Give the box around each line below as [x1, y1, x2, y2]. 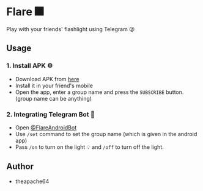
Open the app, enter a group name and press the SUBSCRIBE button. [15, 88, 184, 96]
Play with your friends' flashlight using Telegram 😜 [6, 25, 135, 32]
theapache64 [15, 178, 50, 185]
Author [6, 161, 34, 172]
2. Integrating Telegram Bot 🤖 [6, 110, 95, 118]
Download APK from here [15, 75, 79, 82]
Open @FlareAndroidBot [15, 124, 77, 131]
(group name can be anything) [15, 95, 92, 102]
